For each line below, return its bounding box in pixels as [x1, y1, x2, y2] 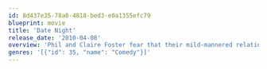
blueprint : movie [8, 19, 66, 27]
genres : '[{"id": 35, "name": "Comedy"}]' [8, 48, 151, 56]
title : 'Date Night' [8, 26, 77, 34]
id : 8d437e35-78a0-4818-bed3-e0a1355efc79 [8, 11, 151, 20]
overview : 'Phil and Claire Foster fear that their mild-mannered [8, 41, 233, 49]
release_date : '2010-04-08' [8, 33, 102, 42]
